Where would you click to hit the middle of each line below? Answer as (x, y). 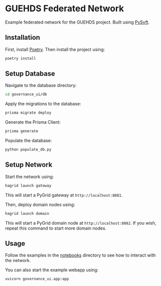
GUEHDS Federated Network (65, 9)
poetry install (21, 58)
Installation (23, 38)
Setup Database (30, 74)
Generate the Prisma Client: (33, 122)
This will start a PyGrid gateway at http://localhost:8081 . (64, 195)
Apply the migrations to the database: (43, 104)
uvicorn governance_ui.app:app (37, 279)
